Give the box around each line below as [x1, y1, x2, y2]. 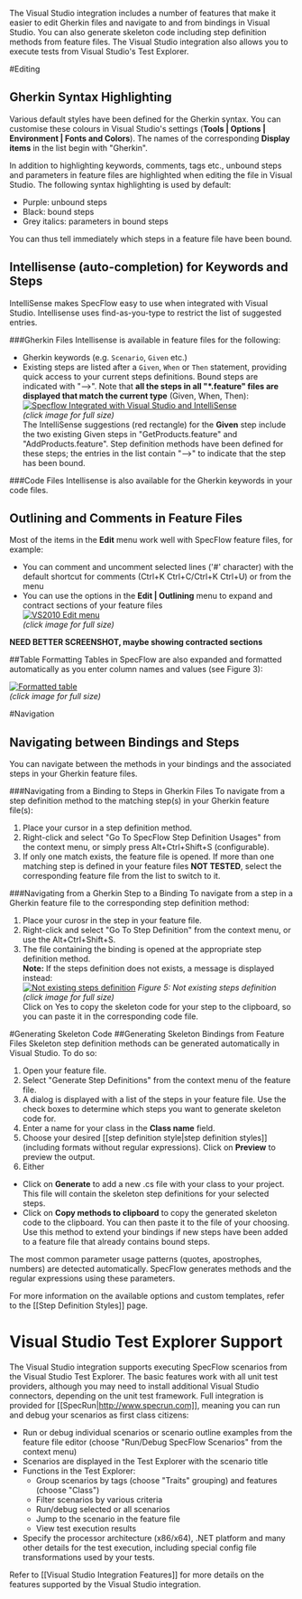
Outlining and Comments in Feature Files [9, 510, 243, 527]
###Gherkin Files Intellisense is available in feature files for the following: [9, 334, 281, 345]
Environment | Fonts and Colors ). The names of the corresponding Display [9, 133, 290, 144]
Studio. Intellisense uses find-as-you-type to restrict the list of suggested [9, 307, 282, 318]
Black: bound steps [22, 206, 95, 217]
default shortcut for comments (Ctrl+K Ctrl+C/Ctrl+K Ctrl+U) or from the [22, 571, 291, 582]
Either [22, 1161, 45, 1173]
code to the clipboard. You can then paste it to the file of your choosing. [22, 1217, 290, 1228]
